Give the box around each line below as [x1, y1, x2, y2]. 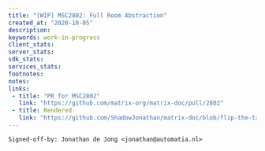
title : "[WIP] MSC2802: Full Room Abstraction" [8, 11, 168, 20]
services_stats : [8, 63, 62, 71]
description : [8, 26, 51, 34]
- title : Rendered [11, 107, 73, 115]
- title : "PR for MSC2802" [11, 92, 101, 100]
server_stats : [8, 48, 55, 56]
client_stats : [8, 41, 55, 49]
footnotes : [8, 70, 44, 78]
